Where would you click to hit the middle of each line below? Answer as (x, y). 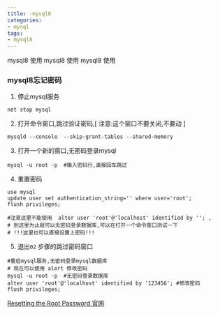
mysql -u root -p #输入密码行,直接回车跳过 (67, 165)
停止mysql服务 (38, 97)
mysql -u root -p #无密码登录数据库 (58, 276)
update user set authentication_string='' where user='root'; (100, 199)
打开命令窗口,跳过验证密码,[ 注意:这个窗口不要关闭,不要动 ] (102, 124)
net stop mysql (29, 110)
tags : (15, 33)
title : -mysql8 (29, 14)
